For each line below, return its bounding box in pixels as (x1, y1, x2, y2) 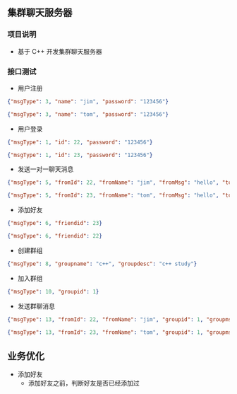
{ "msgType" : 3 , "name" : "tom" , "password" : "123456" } (7, 110, 169, 118)
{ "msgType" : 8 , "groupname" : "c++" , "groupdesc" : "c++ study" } (7, 260, 197, 267)
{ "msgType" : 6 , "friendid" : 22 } (7, 233, 102, 240)
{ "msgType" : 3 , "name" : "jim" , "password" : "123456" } (7, 98, 169, 105)
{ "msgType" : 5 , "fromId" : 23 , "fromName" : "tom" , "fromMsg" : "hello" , (7, 192, 219, 199)
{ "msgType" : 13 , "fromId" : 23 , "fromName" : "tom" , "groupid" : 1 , (7, 328, 204, 336)
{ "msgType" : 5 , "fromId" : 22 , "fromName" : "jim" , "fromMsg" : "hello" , (7, 179, 219, 186)
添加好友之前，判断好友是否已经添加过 (28, 379, 140, 388)
